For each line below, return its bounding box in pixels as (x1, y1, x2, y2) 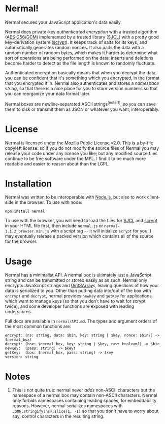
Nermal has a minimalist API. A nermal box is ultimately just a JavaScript (5, 272, 152, 278)
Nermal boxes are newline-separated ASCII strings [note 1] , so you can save (5, 100, 156, 107)
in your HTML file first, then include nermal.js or (5, 223, 103, 229)
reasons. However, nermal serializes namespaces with (12, 403, 123, 409)
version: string (5, 355, 38, 359)
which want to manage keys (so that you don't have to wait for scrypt (5, 298, 146, 304)
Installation (5, 178, 52, 189)
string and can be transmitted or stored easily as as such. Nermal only (5, 277, 148, 283)
